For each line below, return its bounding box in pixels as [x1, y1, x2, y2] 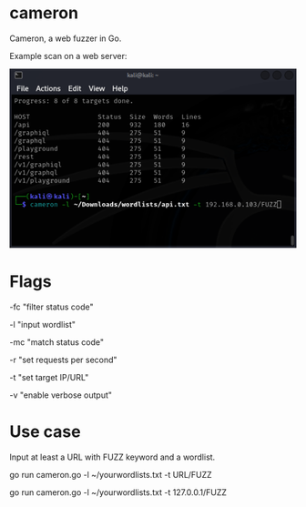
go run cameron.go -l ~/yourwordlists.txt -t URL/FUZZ [9, 469, 212, 480]
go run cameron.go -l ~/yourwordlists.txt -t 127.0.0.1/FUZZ [9, 486, 228, 498]
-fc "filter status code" [9, 301, 94, 312]
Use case [9, 421, 81, 442]
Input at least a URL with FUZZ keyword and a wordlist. [9, 451, 216, 462]
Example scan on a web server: [9, 50, 127, 61]
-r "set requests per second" [9, 354, 117, 365]
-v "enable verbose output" [9, 390, 112, 401]
